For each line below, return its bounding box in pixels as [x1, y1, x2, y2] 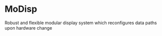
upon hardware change [4, 25, 53, 31]
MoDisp [4, 3, 38, 15]
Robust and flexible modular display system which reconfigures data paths [4, 20, 157, 26]
